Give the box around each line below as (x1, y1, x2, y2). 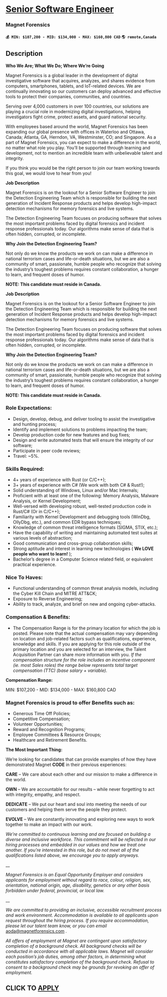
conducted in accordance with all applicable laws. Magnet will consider (5, 949, 154, 954)
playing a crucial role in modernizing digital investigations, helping (5, 108, 141, 114)
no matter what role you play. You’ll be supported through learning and (5, 145, 151, 151)
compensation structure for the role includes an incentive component (12, 657, 156, 663)
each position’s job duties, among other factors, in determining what (5, 954, 146, 960)
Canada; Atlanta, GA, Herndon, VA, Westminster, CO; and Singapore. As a (5, 134, 156, 140)
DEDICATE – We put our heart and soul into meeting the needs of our (5, 801, 147, 807)
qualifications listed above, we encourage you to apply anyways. (5, 852, 140, 858)
